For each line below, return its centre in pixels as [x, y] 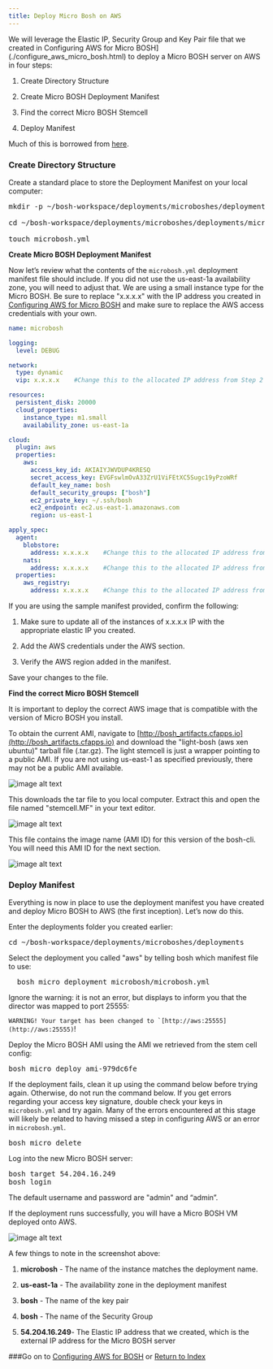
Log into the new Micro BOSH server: [71, 1159]
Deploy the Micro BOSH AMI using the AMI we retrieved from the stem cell [133, 1045]
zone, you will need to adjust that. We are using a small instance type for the [136, 287]
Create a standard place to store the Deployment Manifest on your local [128, 182]
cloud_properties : [47, 410]
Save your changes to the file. [58, 678]
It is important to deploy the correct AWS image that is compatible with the [133, 709]
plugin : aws [36, 448]
